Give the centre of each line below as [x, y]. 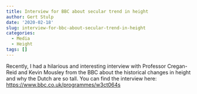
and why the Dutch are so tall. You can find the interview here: [81, 78]
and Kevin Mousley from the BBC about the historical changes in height [104, 72]
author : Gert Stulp [30, 17]
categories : [21, 33]
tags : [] [17, 50]
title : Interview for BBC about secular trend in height [77, 11]
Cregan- [178, 66]
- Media [21, 39]
